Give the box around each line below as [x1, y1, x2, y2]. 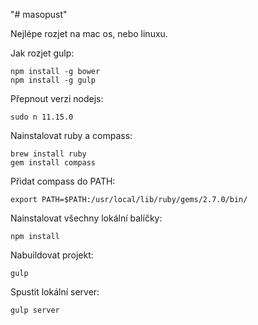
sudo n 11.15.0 [10, 112, 74, 122]
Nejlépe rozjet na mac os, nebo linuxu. [10, 28, 168, 39]
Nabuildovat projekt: [10, 249, 94, 261]
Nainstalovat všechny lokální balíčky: [10, 212, 163, 224]
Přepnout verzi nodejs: [10, 93, 104, 104]
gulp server [10, 305, 60, 315]
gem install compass [10, 158, 97, 168]
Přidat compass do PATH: [10, 175, 116, 187]
